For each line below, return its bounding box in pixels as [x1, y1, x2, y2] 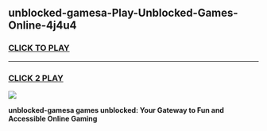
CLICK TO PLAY [8, 43, 70, 54]
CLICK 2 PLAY [8, 72, 64, 83]
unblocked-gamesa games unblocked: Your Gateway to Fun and [8, 105, 225, 114]
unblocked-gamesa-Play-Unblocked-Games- [8, 6, 238, 20]
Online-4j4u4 [8, 19, 77, 33]
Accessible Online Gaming [8, 114, 98, 123]
